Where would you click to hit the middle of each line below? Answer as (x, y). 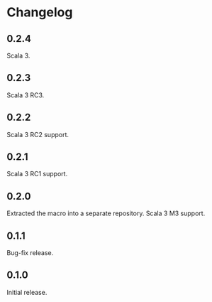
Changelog (40, 12)
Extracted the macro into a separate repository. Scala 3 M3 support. (106, 213)
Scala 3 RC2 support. (38, 134)
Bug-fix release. (30, 253)
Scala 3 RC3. (26, 95)
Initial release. (27, 292)
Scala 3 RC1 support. (37, 174)
